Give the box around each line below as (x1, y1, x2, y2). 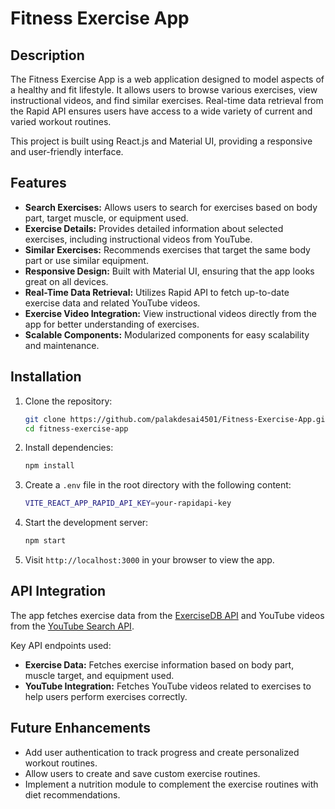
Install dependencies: (24, 442, 114, 454)
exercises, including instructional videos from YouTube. (24, 233, 253, 245)
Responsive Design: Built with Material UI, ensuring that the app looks (24, 265, 315, 277)
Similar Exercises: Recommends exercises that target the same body (24, 243, 311, 256)
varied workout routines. (10, 116, 112, 127)
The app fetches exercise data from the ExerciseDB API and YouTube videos (10, 609, 325, 621)
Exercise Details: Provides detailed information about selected (24, 222, 284, 234)
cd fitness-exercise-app (24, 423, 129, 434)
